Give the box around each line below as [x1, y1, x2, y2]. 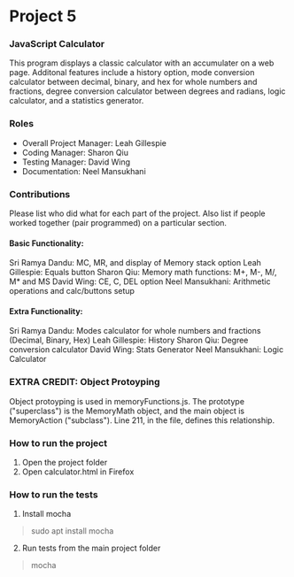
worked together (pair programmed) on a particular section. [9, 218, 228, 228]
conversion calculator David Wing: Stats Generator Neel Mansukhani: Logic [9, 344, 284, 355]
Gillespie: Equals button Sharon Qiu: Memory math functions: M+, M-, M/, [9, 267, 277, 278]
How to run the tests [9, 489, 99, 501]
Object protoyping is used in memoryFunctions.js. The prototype [9, 396, 245, 406]
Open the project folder [21, 458, 108, 468]
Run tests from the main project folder [21, 542, 161, 554]
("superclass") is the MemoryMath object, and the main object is [9, 405, 245, 416]
